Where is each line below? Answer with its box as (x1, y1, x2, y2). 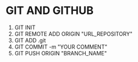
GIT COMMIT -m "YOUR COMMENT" (14, 43, 108, 50)
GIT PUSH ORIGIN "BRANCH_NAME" (14, 49, 108, 57)
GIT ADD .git (14, 36, 46, 44)
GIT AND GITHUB (5, 4, 94, 18)
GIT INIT (14, 24, 36, 31)
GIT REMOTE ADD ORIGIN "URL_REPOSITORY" (14, 30, 133, 37)
